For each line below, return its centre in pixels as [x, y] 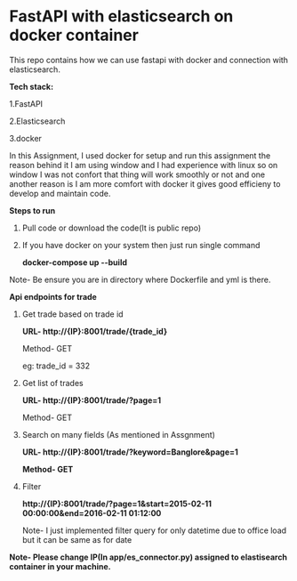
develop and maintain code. [60, 193]
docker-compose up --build [74, 262]
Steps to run [32, 210]
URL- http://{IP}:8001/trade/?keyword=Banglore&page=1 [130, 452]
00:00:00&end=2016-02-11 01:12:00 [92, 512]
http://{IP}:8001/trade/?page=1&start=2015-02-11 [116, 504]
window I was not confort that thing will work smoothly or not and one [137, 174]
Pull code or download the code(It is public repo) [112, 228]
